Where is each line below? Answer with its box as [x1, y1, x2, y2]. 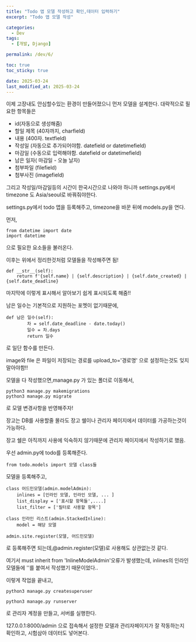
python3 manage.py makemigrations [6, 388, 91, 395]
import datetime [6, 233, 46, 239]
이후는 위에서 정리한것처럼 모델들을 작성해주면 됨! [6, 256, 119, 264]
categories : [6, 25, 35, 30]
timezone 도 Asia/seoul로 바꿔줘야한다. [6, 191, 98, 198]
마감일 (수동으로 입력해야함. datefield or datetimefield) [14, 150, 142, 157]
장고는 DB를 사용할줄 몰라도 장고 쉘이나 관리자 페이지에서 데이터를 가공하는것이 [6, 417, 187, 424]
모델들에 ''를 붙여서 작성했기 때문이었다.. [6, 564, 98, 572]
